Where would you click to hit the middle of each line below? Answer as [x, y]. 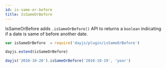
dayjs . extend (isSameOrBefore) [37, 52]
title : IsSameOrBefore [29, 14]
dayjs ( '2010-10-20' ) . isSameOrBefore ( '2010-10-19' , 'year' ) [68, 61]
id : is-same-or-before [29, 10]
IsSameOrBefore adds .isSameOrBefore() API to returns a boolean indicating [83, 28]
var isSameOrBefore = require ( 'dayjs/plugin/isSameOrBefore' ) [72, 43]
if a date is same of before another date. [46, 34]
